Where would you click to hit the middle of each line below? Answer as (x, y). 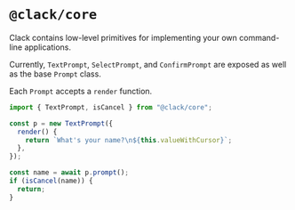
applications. (48, 47)
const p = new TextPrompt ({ (61, 123)
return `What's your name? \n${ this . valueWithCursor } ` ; (129, 140)
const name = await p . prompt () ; (69, 173)
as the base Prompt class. (56, 74)
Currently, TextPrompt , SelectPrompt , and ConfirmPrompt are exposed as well (148, 64)
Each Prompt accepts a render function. (81, 91)
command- (259, 37)
